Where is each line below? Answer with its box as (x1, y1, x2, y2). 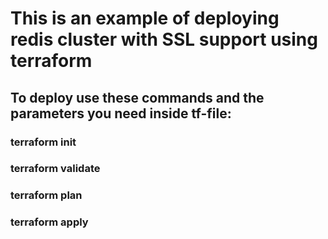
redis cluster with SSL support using (10, 28, 318, 51)
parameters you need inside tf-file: (10, 105, 232, 122)
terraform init (10, 135, 77, 149)
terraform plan (10, 188, 83, 202)
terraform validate (10, 162, 101, 176)
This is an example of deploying (10, 7, 280, 30)
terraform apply (10, 215, 89, 229)
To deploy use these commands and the (10, 89, 265, 106)
